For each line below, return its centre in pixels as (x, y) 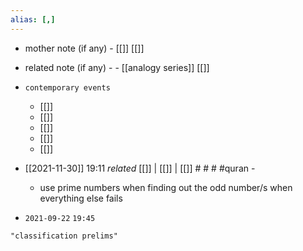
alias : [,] (33, 19)
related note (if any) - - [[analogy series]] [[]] (117, 67)
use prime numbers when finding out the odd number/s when (166, 187)
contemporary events (67, 87)
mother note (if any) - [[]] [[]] (84, 48)
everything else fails (81, 198)
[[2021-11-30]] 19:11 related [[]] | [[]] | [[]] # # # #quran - (140, 168)
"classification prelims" (64, 236)
